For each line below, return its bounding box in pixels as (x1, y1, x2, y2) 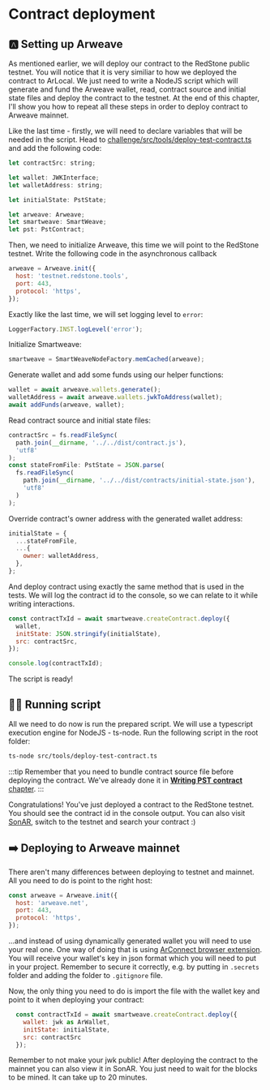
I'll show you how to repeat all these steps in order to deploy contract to (8, 102, 249, 111)
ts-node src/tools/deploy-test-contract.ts (8, 752, 158, 760)
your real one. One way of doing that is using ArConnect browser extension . (8, 945, 263, 954)
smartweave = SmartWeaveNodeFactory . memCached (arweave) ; (8, 355, 205, 363)
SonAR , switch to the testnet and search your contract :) (8, 817, 196, 826)
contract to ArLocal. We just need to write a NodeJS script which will (8, 76, 238, 85)
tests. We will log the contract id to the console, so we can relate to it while (8, 590, 258, 600)
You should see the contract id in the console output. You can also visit (8, 808, 246, 817)
